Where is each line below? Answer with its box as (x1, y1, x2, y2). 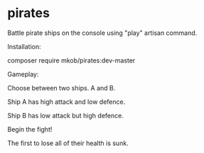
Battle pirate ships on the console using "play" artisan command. (7, 28, 198, 37)
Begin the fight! (7, 125, 53, 133)
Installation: (7, 42, 41, 51)
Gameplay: (7, 70, 39, 78)
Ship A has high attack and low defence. (7, 97, 126, 106)
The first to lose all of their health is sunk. (7, 139, 129, 147)
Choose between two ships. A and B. (7, 83, 116, 92)
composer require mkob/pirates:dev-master (7, 56, 136, 65)
